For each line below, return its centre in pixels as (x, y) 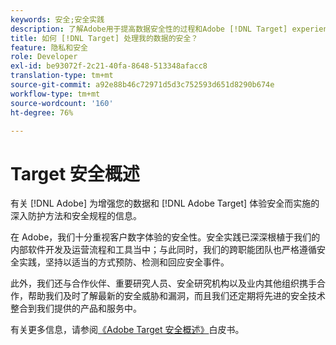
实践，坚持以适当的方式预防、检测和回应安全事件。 (124, 262)
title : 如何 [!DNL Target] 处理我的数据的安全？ (104, 38)
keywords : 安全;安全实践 (57, 19)
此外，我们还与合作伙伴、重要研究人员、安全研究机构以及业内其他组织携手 (163, 283)
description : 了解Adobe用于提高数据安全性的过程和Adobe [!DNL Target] (149, 29)
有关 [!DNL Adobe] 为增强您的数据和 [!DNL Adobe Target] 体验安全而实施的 (165, 203)
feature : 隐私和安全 (49, 47)
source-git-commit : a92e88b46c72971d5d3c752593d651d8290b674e (142, 85)
